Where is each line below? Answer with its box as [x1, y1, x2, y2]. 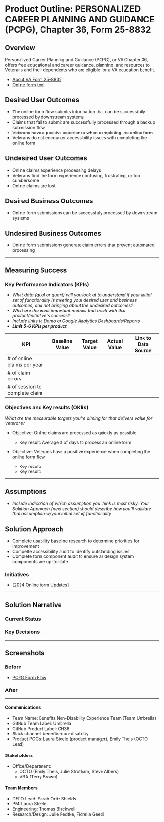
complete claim [7, 389, 43, 396]
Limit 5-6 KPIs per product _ [12, 323, 69, 329]
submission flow [12, 124, 45, 130]
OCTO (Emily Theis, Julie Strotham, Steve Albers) [19, 769, 119, 775]
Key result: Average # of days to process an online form [19, 439, 132, 445]
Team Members [5, 785, 38, 791]
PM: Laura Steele [12, 801, 47, 807]
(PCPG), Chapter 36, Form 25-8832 [5, 24, 151, 35]
